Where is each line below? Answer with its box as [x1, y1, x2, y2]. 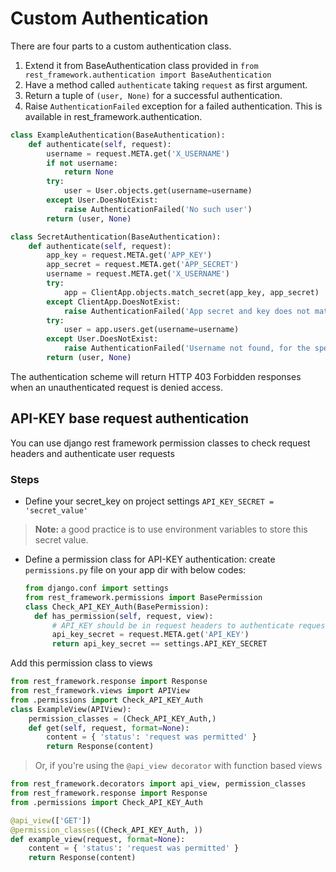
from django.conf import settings [24, 583, 169, 594]
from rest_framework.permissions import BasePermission [24, 592, 263, 602]
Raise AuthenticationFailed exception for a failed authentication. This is [24, 100, 323, 112]
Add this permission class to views [10, 657, 153, 669]
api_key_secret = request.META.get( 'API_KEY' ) [51, 630, 250, 640]
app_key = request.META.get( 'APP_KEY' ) [46, 250, 213, 261]
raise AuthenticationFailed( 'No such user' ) [63, 204, 253, 214]
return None [63, 167, 114, 177]
